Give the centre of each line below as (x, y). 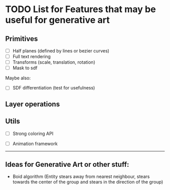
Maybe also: (18, 78)
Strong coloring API (33, 133)
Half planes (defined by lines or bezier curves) (61, 51)
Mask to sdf (25, 68)
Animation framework (35, 144)
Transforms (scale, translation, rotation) (54, 62)
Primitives (22, 39)
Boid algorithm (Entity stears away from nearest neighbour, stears (81, 177)
